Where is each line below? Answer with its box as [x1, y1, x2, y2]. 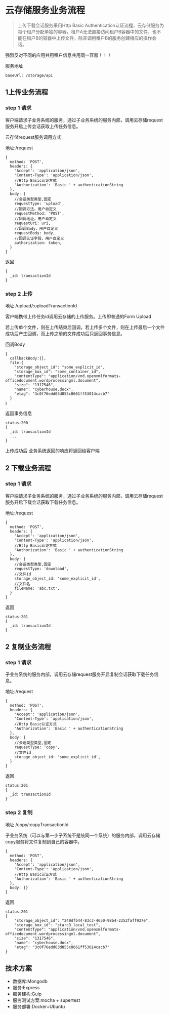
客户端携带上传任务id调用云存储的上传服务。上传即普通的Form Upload [5, 313, 152, 319]
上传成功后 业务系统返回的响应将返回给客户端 [5, 448, 100, 454]
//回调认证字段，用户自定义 [14, 236, 64, 241]
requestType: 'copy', [14, 745, 60, 750]
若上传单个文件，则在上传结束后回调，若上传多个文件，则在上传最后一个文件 [5, 324, 165, 330]
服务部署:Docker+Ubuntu [12, 1003, 65, 1010]
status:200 [5, 420, 28, 425]
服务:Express [12, 985, 40, 991]
